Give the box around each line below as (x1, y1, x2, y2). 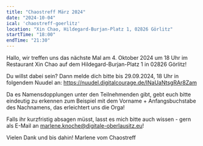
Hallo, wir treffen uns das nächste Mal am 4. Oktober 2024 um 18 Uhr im (6, 54, 188, 61)
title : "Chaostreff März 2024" (6, 9, 86, 15)
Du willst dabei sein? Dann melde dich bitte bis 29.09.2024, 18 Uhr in (6, 73, 179, 79)
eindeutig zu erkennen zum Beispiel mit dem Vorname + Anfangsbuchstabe (6, 97, 196, 104)
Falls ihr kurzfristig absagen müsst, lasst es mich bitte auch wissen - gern (6, 115, 191, 123)
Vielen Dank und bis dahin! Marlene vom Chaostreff (6, 134, 136, 141)
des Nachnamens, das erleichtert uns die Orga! (6, 104, 125, 111)
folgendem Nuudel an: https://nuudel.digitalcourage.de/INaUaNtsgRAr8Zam (6, 79, 197, 86)
